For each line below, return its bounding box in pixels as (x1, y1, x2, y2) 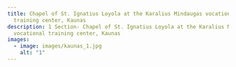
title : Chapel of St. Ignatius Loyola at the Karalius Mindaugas (7, 10, 202, 17)
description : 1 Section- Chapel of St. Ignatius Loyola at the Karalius (7, 23, 225, 30)
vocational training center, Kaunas (13, 29, 121, 37)
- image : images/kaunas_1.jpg (13, 43, 102, 50)
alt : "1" (20, 50, 46, 57)
